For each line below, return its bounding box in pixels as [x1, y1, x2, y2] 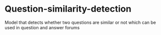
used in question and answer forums [4, 24, 80, 30]
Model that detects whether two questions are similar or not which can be [4, 19, 157, 25]
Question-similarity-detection [4, 3, 132, 15]
